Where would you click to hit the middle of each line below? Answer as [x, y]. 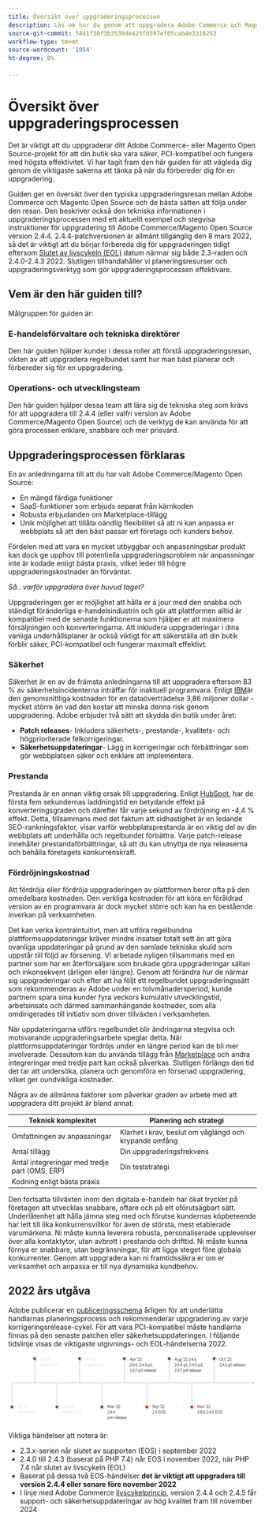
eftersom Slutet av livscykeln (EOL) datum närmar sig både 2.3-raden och [128, 252]
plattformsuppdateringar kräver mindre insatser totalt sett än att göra [120, 938]
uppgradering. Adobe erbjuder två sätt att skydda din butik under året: [122, 715]
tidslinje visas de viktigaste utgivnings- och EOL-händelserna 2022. [118, 1343]
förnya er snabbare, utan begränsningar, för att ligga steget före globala [125, 1249]
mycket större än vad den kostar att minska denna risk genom [108, 707]
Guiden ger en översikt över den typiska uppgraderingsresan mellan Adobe [131, 194]
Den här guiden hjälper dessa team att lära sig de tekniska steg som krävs [128, 405]
